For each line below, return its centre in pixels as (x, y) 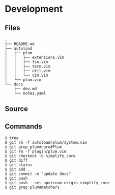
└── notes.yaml (30, 93)
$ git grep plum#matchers (32, 187)
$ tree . (14, 138)
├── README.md (20, 44)
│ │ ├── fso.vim (27, 62)
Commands (24, 126)
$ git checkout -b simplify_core (40, 156)
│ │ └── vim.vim (27, 75)
